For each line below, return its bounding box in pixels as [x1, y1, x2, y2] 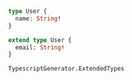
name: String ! [15, 14, 61, 23]
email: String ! [15, 43, 65, 51]
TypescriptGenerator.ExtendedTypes [8, 65, 125, 73]
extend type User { [8, 36, 72, 44]
